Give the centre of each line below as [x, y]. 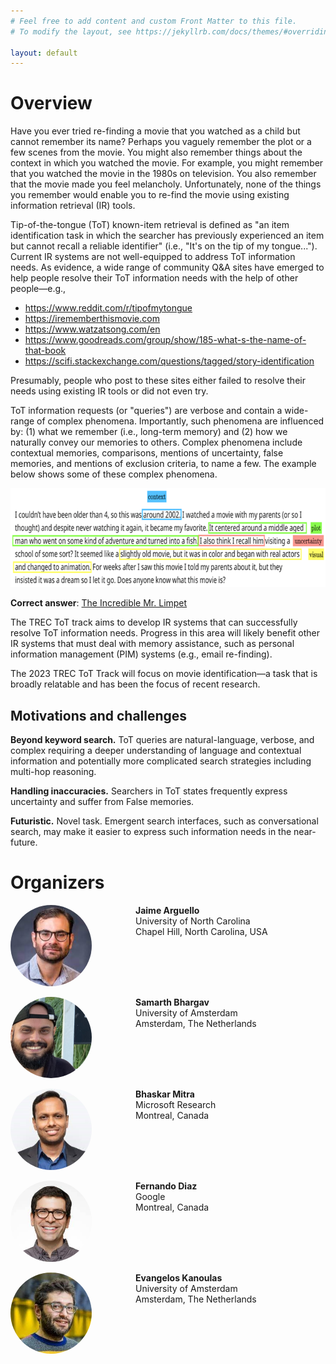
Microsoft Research [176, 1104]
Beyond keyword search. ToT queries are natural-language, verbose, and [162, 739]
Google [150, 1196]
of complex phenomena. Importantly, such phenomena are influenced [180, 421]
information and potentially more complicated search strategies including [161, 761]
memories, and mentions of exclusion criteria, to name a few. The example [163, 464]
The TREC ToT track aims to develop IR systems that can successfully [154, 622]
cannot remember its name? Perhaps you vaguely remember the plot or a [161, 142]
